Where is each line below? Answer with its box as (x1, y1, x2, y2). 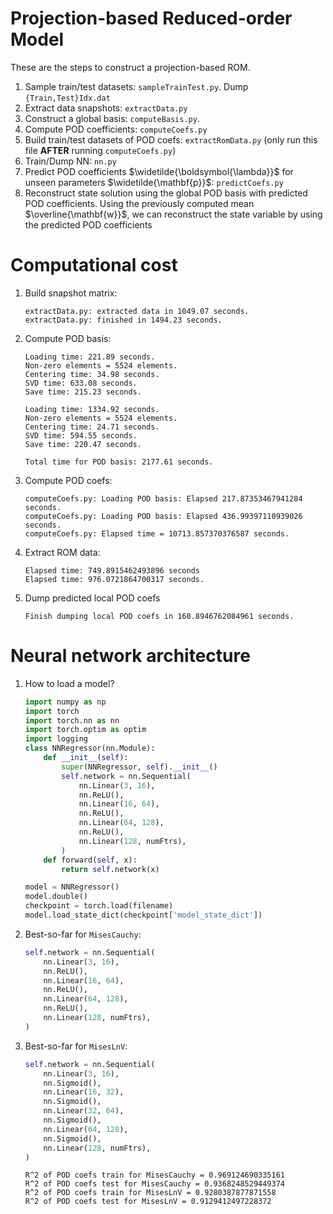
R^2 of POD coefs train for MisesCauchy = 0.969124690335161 (24, 1170, 286, 1181)
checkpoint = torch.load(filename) (24, 901, 174, 911)
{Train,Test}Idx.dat (24, 93, 111, 103)
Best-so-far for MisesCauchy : (24, 928, 142, 940)
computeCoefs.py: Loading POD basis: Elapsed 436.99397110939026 (24, 511, 303, 521)
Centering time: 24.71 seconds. (24, 422, 160, 432)
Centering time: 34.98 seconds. (24, 369, 160, 379)
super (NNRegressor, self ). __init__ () (61, 762, 218, 772)
